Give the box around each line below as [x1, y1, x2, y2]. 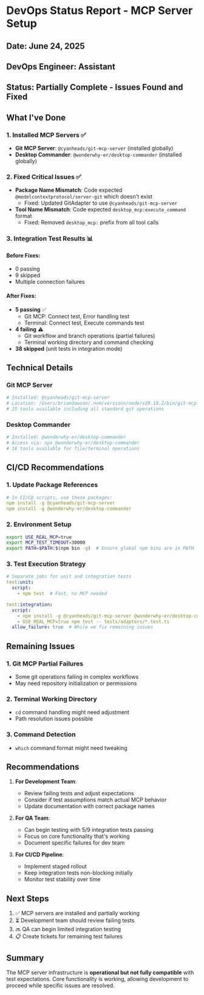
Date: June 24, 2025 [6, 41, 85, 51]
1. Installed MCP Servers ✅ [6, 130, 87, 139]
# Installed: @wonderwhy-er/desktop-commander [6, 434, 126, 440]
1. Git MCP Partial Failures [6, 659, 84, 667]
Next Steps [6, 893, 49, 904]
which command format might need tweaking [15, 744, 127, 751]
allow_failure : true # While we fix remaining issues [12, 624, 154, 630]
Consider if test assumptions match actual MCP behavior [24, 796, 167, 804]
